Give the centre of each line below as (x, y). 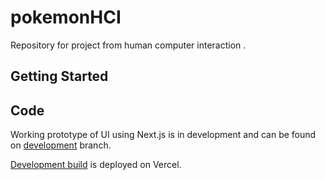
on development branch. (61, 145)
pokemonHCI (66, 17)
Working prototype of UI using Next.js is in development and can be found (163, 135)
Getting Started (59, 76)
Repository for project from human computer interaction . (128, 45)
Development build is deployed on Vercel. (96, 165)
